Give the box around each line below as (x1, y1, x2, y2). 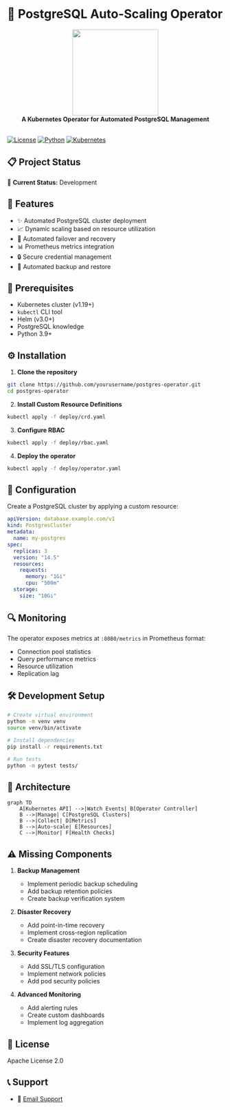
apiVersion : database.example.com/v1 (7, 515, 115, 522)
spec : (7, 541, 23, 548)
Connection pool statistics (16, 647, 91, 656)
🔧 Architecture (7, 781, 71, 793)
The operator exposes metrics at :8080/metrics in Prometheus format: (7, 634, 206, 642)
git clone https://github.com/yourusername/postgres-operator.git (7, 381, 201, 388)
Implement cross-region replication (27, 928, 127, 937)
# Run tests (7, 756, 41, 762)
